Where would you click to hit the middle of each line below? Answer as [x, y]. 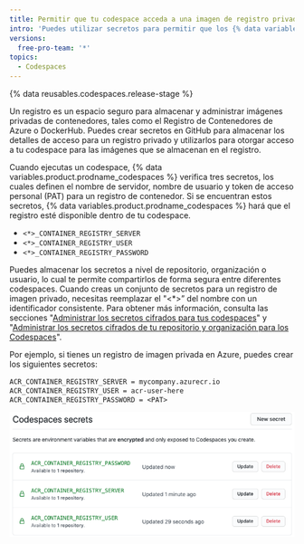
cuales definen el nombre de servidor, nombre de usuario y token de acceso [152, 186]
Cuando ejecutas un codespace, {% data [86, 167]
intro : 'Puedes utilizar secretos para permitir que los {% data [135, 29]
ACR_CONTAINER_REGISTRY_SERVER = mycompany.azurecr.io [115, 382]
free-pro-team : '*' [54, 48]
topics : [24, 57]
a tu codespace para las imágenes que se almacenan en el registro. [135, 150]
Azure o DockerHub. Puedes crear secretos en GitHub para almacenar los [147, 130]
